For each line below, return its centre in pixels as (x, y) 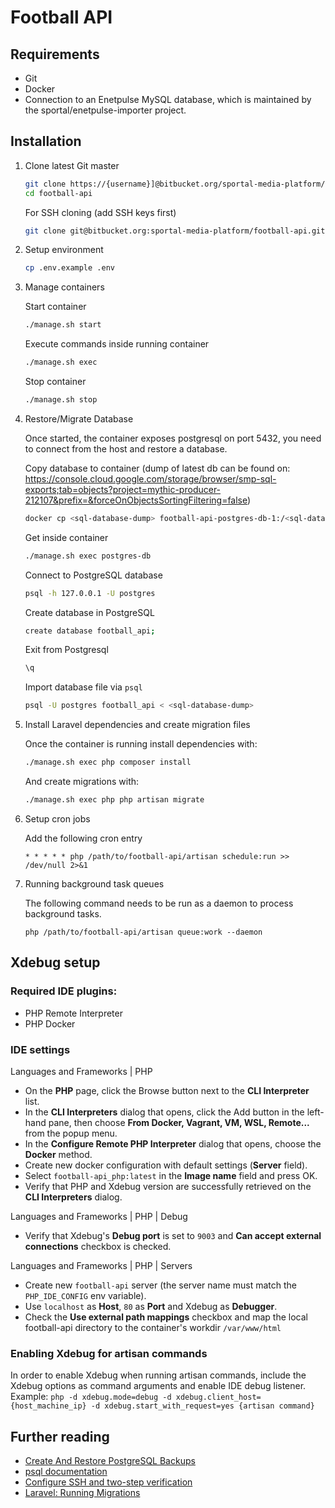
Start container (55, 307)
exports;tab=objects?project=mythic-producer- (123, 489)
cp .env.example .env (69, 268)
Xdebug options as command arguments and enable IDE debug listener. (158, 1386)
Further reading (60, 1436)
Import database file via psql (83, 687)
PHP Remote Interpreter (73, 1013)
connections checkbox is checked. (98, 1246)
